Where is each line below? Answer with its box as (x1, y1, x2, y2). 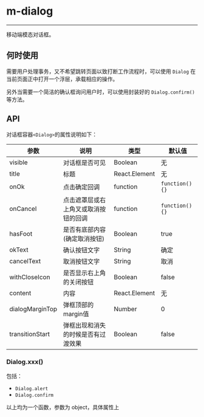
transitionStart (9, 329, 50, 338)
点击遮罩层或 (63, 196, 100, 204)
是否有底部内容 (63, 225, 106, 233)
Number (114, 305, 137, 313)
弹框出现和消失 (63, 321, 106, 329)
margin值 (63, 309, 89, 318)
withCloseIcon (9, 272, 50, 281)
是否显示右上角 (63, 269, 106, 277)
